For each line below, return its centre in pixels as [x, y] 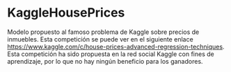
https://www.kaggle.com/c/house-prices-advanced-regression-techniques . [116, 46]
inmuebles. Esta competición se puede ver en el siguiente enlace [100, 39]
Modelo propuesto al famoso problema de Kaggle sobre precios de [103, 32]
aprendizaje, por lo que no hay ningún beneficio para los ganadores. [105, 61]
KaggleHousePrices [66, 13]
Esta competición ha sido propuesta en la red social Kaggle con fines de [111, 54]
